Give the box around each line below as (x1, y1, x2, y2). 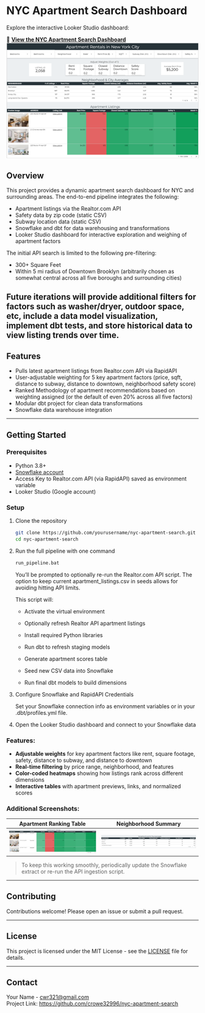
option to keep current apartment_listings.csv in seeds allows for (15, 577, 178, 585)
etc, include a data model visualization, (6, 311, 158, 321)
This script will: (15, 596, 54, 603)
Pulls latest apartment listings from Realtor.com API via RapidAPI (15, 367, 178, 375)
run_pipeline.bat (15, 559, 60, 566)
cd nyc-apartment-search (15, 536, 79, 542)
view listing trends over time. (6, 330, 120, 340)
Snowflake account (15, 468, 64, 476)
